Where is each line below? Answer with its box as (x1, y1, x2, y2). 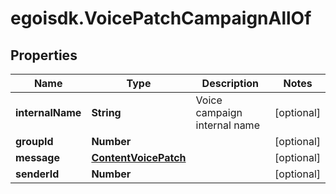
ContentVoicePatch (91, 151, 187, 164)
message (15, 151, 60, 164)
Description (201, 77, 260, 90)
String (91, 106, 122, 119)
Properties (10, 47, 78, 64)
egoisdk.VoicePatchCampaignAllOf (10, 7, 312, 30)
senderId (15, 167, 60, 181)
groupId (15, 135, 54, 148)
